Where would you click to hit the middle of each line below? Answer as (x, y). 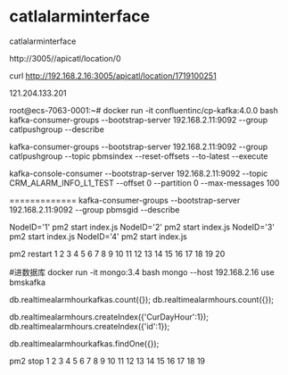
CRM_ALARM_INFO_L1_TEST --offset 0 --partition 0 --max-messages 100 (144, 183)
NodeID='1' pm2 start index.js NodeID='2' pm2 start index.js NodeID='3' (142, 227)
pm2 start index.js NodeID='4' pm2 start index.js (98, 236)
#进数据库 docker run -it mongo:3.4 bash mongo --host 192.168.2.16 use (142, 272)
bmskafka (28, 282)
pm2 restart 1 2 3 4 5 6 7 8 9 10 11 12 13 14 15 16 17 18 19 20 (117, 254)
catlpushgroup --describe (57, 129)
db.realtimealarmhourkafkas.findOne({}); (84, 343)
